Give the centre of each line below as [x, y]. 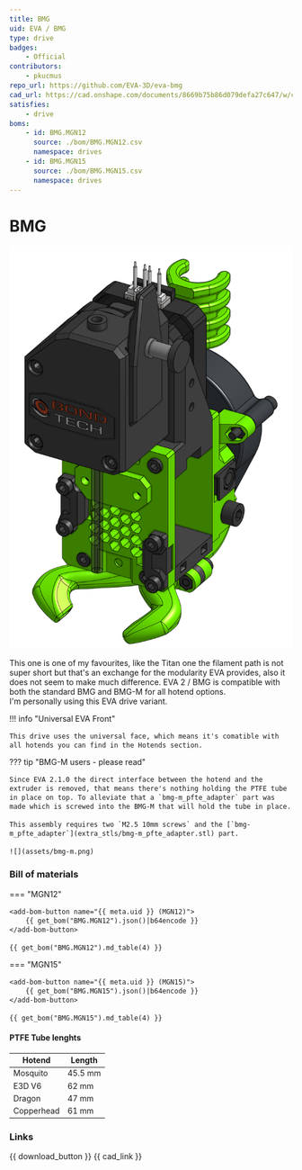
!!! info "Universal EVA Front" [62, 719]
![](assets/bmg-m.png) [52, 852]
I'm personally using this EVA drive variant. [89, 701]
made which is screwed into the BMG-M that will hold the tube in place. [151, 807]
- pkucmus [44, 76]
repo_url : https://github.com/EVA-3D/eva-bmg [96, 85]
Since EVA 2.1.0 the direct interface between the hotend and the [136, 780]
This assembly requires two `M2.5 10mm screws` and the [116, 825]
